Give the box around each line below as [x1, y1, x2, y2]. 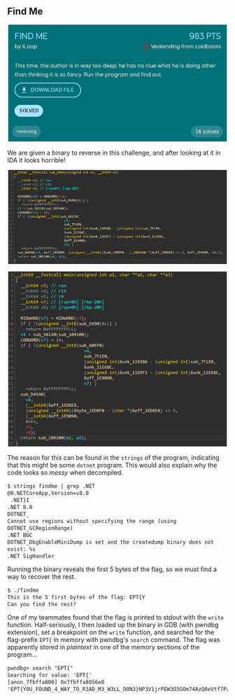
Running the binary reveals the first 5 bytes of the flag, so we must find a [7, 565, 218, 573]
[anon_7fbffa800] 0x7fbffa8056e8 [7, 679, 105, 686]
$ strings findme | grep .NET [7, 483, 96, 490]
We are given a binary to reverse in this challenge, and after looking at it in [7, 148, 221, 157]
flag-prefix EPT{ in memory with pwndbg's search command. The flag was [7, 636, 220, 644]
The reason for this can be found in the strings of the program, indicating [7, 454, 220, 462]
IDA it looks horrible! [7, 156, 66, 164]
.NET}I [10, 497, 30, 504]
